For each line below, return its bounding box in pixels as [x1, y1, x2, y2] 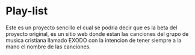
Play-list [5, 4, 48, 18]
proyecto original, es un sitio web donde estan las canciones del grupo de [5, 30, 189, 37]
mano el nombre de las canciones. [5, 43, 91, 50]
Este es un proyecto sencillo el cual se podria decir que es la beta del [5, 24, 178, 31]
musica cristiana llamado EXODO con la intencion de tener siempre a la [5, 36, 182, 44]
